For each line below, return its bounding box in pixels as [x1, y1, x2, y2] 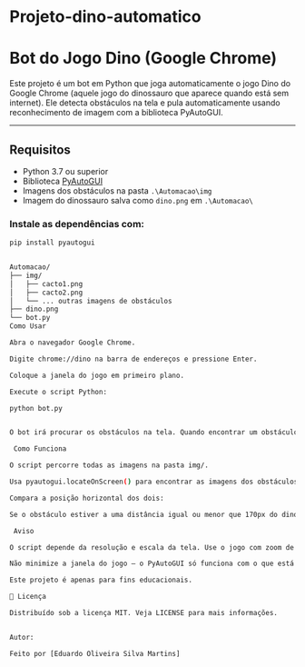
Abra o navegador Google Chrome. [9, 338, 136, 347]
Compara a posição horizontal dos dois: [9, 493, 165, 503]
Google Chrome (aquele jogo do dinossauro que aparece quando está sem [9, 88, 289, 99]
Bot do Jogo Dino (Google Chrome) [9, 48, 278, 69]
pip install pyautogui [9, 238, 95, 247]
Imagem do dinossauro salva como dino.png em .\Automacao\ [22, 194, 254, 205]
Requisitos [9, 142, 71, 157]
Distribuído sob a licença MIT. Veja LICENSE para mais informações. [9, 609, 279, 618]
